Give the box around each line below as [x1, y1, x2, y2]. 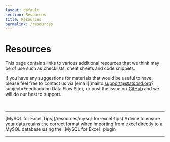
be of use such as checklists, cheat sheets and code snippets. [5, 65, 135, 71]
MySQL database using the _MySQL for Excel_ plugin [5, 126, 116, 132]
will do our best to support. [5, 91, 62, 98]
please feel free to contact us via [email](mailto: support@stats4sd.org [5, 80, 152, 86]
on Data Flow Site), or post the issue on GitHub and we [45, 86, 159, 92]
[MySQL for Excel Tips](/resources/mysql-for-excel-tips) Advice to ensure [5, 116, 160, 122]
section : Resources [5, 12, 47, 17]
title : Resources [5, 17, 42, 22]
